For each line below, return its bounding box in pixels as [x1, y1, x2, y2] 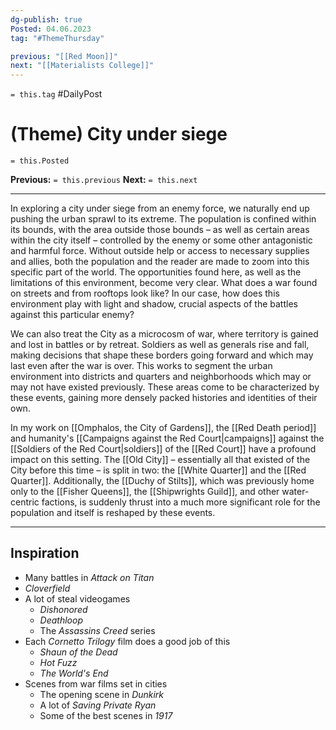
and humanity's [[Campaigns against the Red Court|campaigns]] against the [10, 432, 325, 445]
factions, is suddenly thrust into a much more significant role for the [41, 496, 321, 508]
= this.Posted [10, 156, 70, 166]
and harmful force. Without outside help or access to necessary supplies [10, 245, 310, 257]
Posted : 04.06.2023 [10, 24, 92, 34]
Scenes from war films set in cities [24, 677, 168, 690]
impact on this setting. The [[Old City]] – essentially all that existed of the [10, 454, 311, 466]
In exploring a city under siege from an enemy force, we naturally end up [10, 202, 310, 215]
